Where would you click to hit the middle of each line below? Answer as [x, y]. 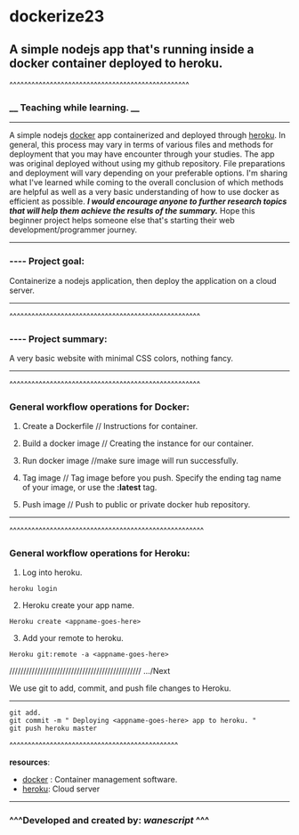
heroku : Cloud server [61, 789]
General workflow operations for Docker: [99, 407]
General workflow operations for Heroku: [100, 554]
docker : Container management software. [100, 780]
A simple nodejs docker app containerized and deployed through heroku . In [148, 135]
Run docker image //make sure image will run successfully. [130, 461]
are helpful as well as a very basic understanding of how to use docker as [145, 192]
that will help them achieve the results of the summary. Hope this [132, 211]
